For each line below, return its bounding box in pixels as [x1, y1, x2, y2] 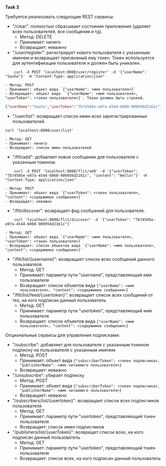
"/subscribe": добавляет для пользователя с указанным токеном [12, 341, 149, 347]
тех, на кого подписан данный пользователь [12, 297, 106, 303]
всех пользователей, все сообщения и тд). [12, 29, 103, 34]
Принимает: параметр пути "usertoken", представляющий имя [19, 307, 152, 313]
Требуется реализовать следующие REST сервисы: [5, 14, 115, 19]
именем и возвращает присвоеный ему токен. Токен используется [12, 55, 155, 61]
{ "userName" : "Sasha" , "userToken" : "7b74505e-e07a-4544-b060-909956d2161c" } [5, 104, 163, 109]
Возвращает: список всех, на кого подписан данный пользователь [19, 455, 161, 461]
